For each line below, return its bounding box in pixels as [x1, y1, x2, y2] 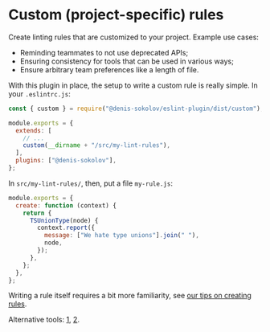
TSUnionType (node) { [29, 216, 99, 224]
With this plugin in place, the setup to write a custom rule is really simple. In [8, 80, 259, 90]
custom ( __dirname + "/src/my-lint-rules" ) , [22, 141, 171, 150]
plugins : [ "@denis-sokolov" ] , [15, 157, 117, 165]
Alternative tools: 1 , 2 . [8, 315, 80, 325]
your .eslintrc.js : [8, 88, 71, 98]
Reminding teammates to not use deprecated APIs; [19, 47, 189, 57]
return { [22, 209, 52, 217]
